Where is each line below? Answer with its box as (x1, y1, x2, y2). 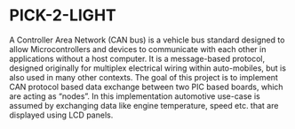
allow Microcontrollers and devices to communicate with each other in (9, 43, 267, 54)
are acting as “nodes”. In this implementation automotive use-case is (9, 90, 260, 102)
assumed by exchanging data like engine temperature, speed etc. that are (9, 100, 279, 110)
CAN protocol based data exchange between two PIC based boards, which (9, 81, 283, 92)
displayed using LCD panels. (9, 110, 114, 120)
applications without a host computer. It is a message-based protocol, (9, 53, 266, 64)
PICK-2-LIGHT (9, 5, 117, 26)
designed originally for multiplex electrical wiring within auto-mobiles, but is (9, 63, 287, 73)
